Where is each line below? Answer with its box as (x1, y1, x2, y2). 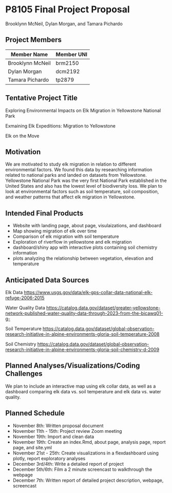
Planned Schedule (5, 409, 65, 417)
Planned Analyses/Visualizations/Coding (5, 361, 140, 370)
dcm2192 (55, 68, 80, 75)
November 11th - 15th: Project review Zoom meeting (12, 428, 122, 434)
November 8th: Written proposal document (12, 423, 104, 429)
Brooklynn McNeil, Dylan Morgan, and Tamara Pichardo (5, 21, 123, 27)
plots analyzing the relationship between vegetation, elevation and (12, 255, 154, 262)
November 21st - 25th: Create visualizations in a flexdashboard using (12, 450, 159, 456)
